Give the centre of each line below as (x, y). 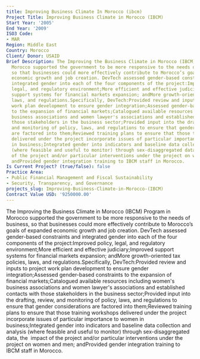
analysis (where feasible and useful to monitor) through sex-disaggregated (98, 332)
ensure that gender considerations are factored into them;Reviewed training (99, 306)
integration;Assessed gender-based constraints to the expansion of (89, 274)
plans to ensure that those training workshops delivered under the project (96, 313)
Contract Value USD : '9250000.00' (49, 194)
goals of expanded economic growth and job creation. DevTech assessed (96, 230)
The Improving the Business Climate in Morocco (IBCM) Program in (88, 211)
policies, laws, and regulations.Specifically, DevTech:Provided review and (96, 262)
